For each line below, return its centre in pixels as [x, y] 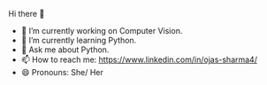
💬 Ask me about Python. [65, 50]
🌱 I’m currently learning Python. [79, 40]
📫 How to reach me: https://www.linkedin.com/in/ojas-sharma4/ [139, 59]
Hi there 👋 [27, 14]
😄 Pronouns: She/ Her [62, 72]
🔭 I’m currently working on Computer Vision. [102, 31]
